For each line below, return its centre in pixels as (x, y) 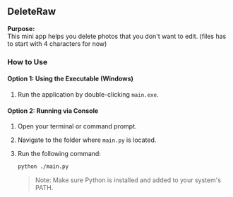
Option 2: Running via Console (53, 111)
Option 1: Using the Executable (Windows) (71, 79)
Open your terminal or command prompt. (77, 126)
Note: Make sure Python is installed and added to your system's (128, 180)
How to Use (28, 61)
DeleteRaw (32, 12)
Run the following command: (59, 154)
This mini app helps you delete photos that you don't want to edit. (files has (117, 36)
